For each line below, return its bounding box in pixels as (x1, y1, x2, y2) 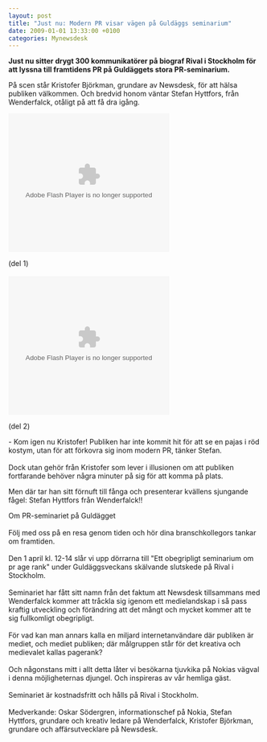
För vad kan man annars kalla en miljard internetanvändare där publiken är (8, 630, 254, 640)
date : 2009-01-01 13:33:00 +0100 (8, 27, 121, 35)
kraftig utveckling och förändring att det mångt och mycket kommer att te (8, 605, 252, 615)
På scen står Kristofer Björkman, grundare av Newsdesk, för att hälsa (8, 80, 238, 90)
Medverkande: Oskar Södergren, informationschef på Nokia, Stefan (8, 707, 232, 717)
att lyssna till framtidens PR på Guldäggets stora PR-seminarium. (8, 65, 231, 75)
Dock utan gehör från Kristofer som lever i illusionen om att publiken (8, 463, 235, 473)
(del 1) (8, 259, 29, 269)
